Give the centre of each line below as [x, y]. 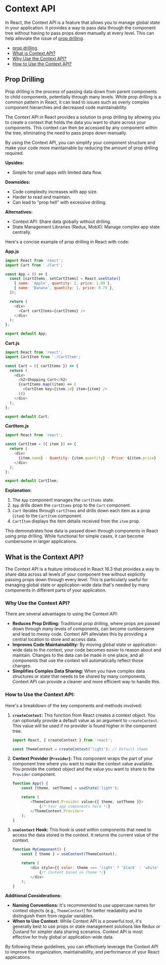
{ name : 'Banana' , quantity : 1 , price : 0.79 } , [64, 288]
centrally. [22, 232]
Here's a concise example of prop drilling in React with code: [67, 241]
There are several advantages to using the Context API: [61, 614]
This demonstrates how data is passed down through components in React [82, 531]
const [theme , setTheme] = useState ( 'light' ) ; [70, 788]
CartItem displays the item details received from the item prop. [76, 521]
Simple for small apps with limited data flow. [57, 172]
